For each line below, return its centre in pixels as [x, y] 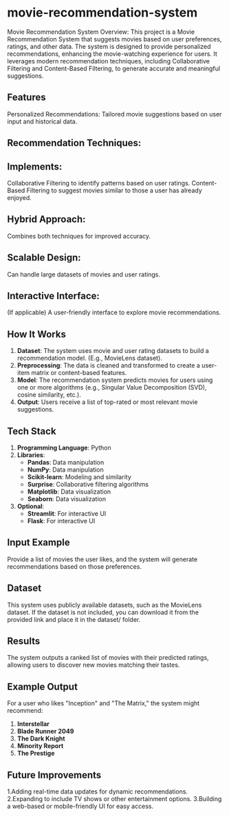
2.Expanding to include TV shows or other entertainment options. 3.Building [115, 799]
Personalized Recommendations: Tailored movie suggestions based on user [115, 114]
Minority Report [40, 746]
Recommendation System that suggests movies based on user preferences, [115, 39]
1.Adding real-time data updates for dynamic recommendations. [97, 791]
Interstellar [33, 724]
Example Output [42, 686]
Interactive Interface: [53, 295]
